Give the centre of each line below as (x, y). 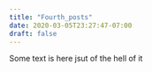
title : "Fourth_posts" (51, 17)
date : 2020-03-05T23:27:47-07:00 (71, 25)
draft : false (33, 33)
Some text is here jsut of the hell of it (76, 59)
